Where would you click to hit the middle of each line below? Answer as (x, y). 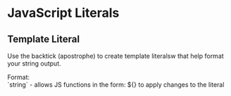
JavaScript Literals (63, 13)
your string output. (34, 64)
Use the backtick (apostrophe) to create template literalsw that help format (115, 56)
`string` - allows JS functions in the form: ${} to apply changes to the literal (116, 85)
